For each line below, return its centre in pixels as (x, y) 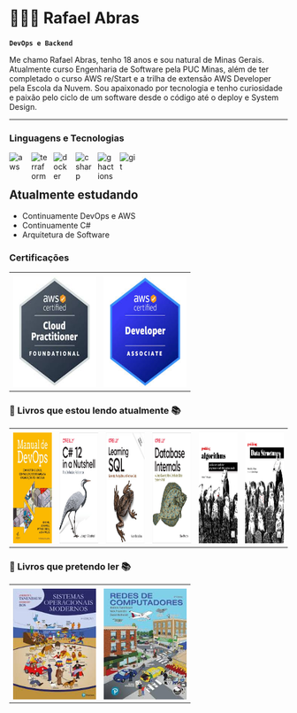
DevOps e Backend (41, 43)
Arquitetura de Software (66, 235)
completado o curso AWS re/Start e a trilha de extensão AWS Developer (140, 78)
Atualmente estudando (74, 194)
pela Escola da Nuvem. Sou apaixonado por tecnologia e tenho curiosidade (146, 88)
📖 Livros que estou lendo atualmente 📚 (95, 410)
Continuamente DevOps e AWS (79, 216)
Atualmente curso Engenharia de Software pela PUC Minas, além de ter (139, 69)
